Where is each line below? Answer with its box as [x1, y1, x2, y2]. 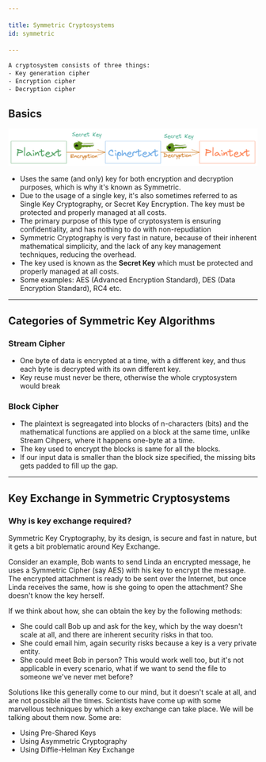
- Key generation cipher [8, 70, 90, 78]
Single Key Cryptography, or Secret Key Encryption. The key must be [19, 199, 245, 209]
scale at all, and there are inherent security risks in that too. [19, 630, 214, 640]
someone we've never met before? [19, 672, 134, 682]
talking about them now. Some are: [8, 713, 122, 722]
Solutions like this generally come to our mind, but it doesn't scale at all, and [8, 687, 257, 697]
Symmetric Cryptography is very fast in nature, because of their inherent [19, 233, 257, 243]
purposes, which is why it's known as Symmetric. [19, 182, 181, 192]
